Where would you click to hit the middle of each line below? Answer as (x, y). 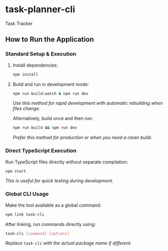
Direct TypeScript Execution (41, 151)
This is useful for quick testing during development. (59, 181)
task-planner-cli (40, 9)
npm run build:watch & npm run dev (51, 93)
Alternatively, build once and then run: (53, 119)
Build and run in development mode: (51, 84)
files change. (27, 108)
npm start (16, 171)
